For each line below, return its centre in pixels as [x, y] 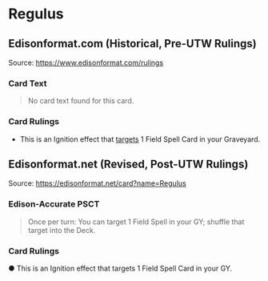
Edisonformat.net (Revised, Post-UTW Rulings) [128, 164]
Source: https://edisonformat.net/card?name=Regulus [97, 183]
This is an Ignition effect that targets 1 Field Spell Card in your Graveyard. [140, 139]
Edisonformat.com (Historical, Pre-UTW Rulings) [133, 44]
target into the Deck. [62, 230]
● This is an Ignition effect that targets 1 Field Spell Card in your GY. [120, 268]
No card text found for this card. [81, 101]
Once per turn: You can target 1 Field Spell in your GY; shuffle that [136, 222]
